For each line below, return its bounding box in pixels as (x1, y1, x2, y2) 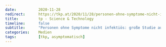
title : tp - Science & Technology (5, 16, 94, 21)
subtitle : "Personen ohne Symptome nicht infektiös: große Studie (5, 25, 156, 30)
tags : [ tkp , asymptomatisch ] (5, 35, 85, 40)
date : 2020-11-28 (5, 7, 61, 12)
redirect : (5, 12, 26, 17)
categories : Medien (5, 30, 52, 35)
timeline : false (5, 21, 50, 26)
